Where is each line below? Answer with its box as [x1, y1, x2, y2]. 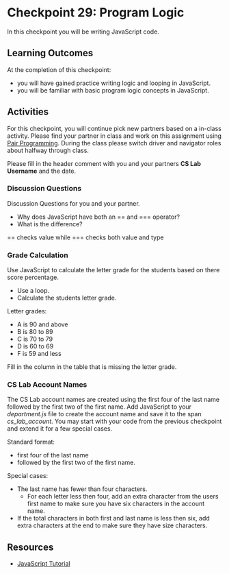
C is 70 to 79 [16, 335, 53, 344]
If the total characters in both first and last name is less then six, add [16, 514, 210, 523]
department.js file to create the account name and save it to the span [7, 410, 202, 418]
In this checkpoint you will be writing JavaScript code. [7, 27, 159, 36]
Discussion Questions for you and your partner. [7, 199, 140, 207]
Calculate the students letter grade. [16, 294, 117, 302]
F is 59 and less [16, 350, 62, 358]
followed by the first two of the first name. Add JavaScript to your [7, 403, 192, 411]
